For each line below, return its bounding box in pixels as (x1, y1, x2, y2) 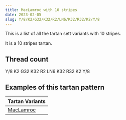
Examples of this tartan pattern (5, 83, 104, 91)
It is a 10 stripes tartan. (5, 40, 53, 46)
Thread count (5, 55, 49, 64)
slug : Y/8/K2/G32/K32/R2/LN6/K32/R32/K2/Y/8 (5, 17, 100, 22)
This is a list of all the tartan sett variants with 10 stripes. (5, 31, 121, 37)
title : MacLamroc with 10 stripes (5, 7, 78, 13)
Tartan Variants (8, 98, 46, 105)
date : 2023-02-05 (5, 12, 42, 17)
